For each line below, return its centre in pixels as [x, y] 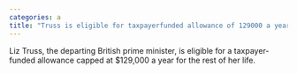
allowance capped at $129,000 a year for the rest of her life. [146, 60]
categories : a [35, 17]
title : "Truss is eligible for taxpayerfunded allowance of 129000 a [140, 26]
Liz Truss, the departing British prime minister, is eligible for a [121, 50]
